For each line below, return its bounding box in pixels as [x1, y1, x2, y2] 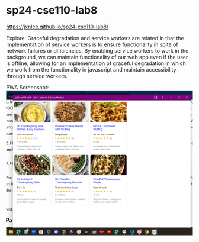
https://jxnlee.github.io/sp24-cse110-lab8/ [6, 23, 109, 30]
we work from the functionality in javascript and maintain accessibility [6, 66, 176, 73]
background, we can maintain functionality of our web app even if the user [6, 53, 188, 60]
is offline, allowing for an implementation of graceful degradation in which [6, 60, 187, 67]
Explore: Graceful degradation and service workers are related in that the [6, 34, 185, 41]
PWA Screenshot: [6, 83, 49, 91]
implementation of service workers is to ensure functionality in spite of [6, 41, 179, 48]
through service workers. [6, 72, 68, 79]
